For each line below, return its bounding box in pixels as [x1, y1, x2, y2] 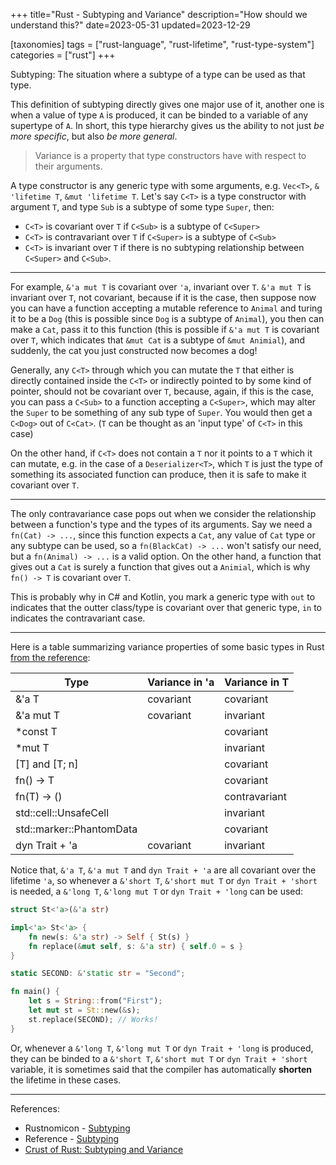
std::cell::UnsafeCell [15, 806, 110, 819]
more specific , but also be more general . [10, 130, 178, 142]
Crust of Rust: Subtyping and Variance [24, 1143, 184, 1155]
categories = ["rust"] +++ [10, 49, 116, 61]
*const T [15, 725, 58, 738]
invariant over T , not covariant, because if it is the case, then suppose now [10, 292, 317, 303]
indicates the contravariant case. [10, 612, 146, 624]
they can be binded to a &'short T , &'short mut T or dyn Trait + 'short [10, 1052, 308, 1064]
